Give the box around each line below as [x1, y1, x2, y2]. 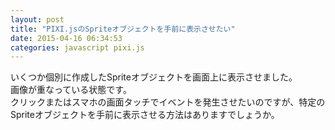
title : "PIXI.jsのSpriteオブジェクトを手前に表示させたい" [10, 24, 236, 34]
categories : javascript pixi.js [10, 42, 145, 53]
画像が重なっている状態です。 [10, 84, 132, 96]
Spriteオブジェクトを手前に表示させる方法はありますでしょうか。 [10, 109, 280, 121]
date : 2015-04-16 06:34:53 [10, 33, 123, 43]
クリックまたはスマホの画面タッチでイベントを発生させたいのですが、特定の [10, 96, 326, 108]
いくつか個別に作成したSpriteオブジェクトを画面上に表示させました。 [10, 71, 298, 83]
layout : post [10, 14, 65, 25]
